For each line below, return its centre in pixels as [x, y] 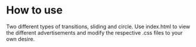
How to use [34, 10]
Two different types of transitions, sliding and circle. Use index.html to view [98, 26]
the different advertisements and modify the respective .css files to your [94, 32]
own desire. [20, 39]
